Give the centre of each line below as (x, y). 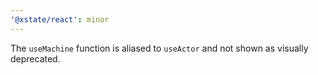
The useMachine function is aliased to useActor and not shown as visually (159, 48)
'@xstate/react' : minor (60, 19)
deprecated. (35, 58)
